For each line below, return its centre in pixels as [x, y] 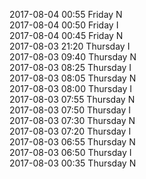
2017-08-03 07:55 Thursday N [72, 99]
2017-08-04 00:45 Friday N [66, 35]
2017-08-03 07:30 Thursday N [72, 120]
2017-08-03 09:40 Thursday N [73, 57]
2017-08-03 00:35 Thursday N [73, 163]
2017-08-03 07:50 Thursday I [70, 110]
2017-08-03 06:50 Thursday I [70, 152]
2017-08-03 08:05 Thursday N [73, 78]
